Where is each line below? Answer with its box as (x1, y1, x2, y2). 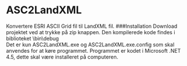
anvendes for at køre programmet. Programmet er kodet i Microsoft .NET (6, 47, 181, 54)
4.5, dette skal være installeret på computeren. (6, 53, 119, 60)
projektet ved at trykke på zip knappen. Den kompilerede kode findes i (6, 28, 175, 35)
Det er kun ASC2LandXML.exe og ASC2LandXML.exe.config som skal (6, 41, 175, 48)
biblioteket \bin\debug (6, 35, 60, 42)
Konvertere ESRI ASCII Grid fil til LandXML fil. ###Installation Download (6, 23, 178, 30)
